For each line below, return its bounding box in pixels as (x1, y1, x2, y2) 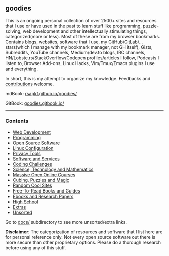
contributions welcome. (5, 81, 54, 87)
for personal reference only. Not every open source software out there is (5, 234, 156, 240)
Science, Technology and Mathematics (12, 166, 94, 173)
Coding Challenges (12, 161, 52, 167)
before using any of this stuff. (5, 245, 66, 251)
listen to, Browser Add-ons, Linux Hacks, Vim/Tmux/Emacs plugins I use (5, 60, 155, 66)
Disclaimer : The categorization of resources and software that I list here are (5, 229, 163, 235)
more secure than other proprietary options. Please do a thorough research (5, 239, 161, 246)
